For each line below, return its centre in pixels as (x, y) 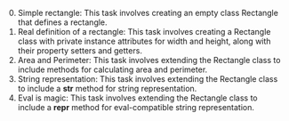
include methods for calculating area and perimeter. (112, 69)
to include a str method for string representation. (107, 89)
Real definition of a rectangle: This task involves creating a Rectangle (144, 32)
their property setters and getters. (80, 51)
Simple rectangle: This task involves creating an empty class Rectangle (148, 13)
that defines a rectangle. (63, 22)
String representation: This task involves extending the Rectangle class (148, 79)
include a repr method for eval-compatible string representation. (136, 107)
